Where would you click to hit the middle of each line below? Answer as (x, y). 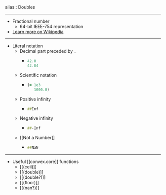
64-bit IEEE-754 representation (51, 26)
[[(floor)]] (29, 183)
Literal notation (27, 46)
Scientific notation (38, 75)
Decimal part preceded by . (48, 51)
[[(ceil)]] (28, 167)
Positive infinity (35, 99)
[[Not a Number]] (37, 138)
